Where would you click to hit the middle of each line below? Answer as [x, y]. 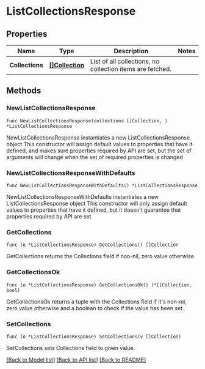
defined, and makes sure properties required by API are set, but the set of [99, 151]
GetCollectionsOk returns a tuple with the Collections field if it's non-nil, [97, 302]
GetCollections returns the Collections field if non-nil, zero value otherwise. [101, 256]
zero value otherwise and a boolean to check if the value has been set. [95, 308]
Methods [24, 91]
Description [131, 51]
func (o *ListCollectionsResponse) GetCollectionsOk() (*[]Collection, [99, 285]
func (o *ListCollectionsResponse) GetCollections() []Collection [92, 245]
